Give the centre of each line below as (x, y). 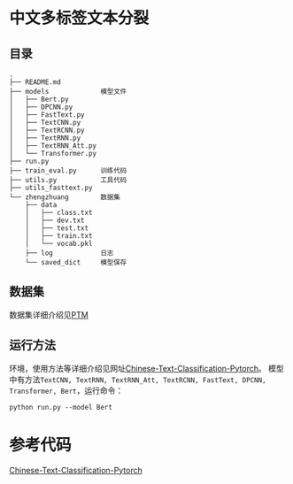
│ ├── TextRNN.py (45, 138)
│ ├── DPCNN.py (41, 107)
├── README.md (35, 82)
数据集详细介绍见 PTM (49, 314)
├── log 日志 (69, 253)
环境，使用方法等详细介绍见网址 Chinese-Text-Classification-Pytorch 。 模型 (147, 368)
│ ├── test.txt (57, 228)
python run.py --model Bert (61, 407)
